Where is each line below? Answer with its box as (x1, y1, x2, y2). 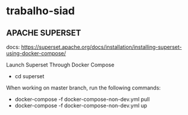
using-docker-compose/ (6, 50, 67, 57)
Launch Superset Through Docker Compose (6, 61, 115, 68)
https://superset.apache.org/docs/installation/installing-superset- (21, 43, 182, 50)
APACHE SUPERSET (6, 28, 82, 38)
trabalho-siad (6, 4, 76, 18)
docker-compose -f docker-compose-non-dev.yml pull (14, 96, 150, 103)
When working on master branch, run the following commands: (6, 84, 161, 91)
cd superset (14, 73, 45, 79)
